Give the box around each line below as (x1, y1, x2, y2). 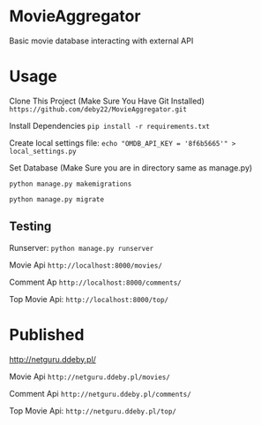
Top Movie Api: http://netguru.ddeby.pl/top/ (9, 405, 177, 416)
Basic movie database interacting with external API (9, 35, 194, 46)
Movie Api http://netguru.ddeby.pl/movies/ (9, 371, 170, 382)
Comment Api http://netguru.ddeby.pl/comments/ (9, 388, 191, 398)
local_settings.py (9, 147, 77, 156)
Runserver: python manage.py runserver (9, 242, 154, 253)
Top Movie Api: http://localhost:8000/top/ (9, 293, 169, 304)
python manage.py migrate (9, 194, 104, 204)
